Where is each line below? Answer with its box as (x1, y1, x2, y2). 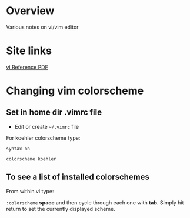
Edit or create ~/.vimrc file (14, 123, 79, 130)
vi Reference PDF (6, 63, 48, 71)
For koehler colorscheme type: (6, 134, 81, 142)
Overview (6, 4, 55, 18)
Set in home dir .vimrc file (6, 108, 102, 118)
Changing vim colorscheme (6, 84, 144, 98)
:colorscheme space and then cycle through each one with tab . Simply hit (6, 199, 184, 206)
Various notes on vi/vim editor (6, 24, 79, 31)
